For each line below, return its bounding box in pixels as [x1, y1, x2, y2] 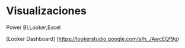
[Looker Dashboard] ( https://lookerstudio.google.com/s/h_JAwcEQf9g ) [6, 35, 180, 42]
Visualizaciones [6, 4, 87, 18]
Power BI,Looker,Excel [6, 24, 61, 31]
